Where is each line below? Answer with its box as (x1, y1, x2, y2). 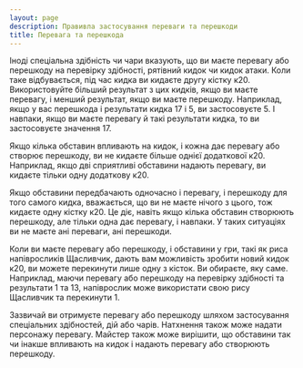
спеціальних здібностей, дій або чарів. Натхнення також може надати (9, 320, 282, 331)
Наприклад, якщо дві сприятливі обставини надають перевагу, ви (9, 160, 267, 171)
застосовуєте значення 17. (9, 123, 112, 134)
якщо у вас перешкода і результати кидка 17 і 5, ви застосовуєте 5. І (9, 104, 276, 115)
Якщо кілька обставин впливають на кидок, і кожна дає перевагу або (9, 140, 280, 151)
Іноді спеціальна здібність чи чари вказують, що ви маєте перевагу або (9, 56, 289, 66)
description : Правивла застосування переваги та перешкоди (9, 22, 238, 31)
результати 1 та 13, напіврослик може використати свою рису (9, 282, 250, 293)
